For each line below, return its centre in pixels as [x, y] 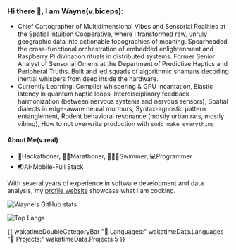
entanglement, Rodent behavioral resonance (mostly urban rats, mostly [120, 116]
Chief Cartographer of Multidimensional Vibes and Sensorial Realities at [122, 27]
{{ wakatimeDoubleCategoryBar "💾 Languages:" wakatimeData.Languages [116, 231]
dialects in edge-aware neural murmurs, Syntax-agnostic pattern [112, 109]
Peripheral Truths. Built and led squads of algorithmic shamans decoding [123, 71]
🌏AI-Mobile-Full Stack [50, 167]
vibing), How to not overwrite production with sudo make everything [116, 124]
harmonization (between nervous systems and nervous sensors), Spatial [123, 101]
